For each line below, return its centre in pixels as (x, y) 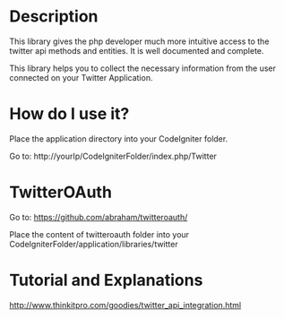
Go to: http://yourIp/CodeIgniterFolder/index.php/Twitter (113, 156)
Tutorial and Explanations (106, 280)
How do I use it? (69, 114)
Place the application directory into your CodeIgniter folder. (119, 138)
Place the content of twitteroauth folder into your (99, 234)
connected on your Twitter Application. (81, 77)
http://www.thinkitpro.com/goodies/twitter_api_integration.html (125, 305)
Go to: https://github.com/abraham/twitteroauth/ (99, 217)
